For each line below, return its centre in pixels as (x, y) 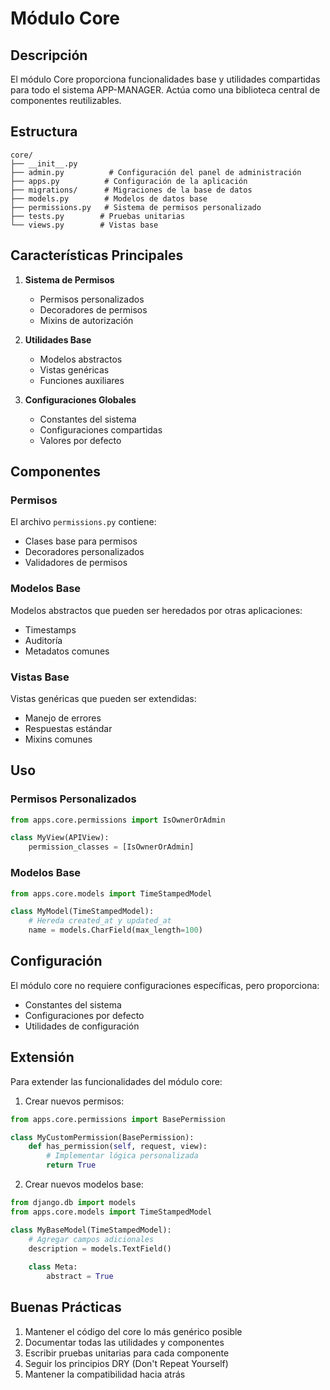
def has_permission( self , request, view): (118, 1147)
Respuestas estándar (68, 728)
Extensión (42, 1057)
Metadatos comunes (67, 651)
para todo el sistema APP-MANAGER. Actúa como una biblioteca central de (165, 90)
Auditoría (43, 640)
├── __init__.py (44, 163)
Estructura (44, 132)
